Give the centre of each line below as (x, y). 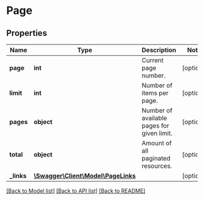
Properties (27, 33)
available (155, 118)
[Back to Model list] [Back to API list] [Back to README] (76, 191)
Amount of (157, 143)
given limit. (157, 133)
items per (155, 93)
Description (159, 50)
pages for (155, 126)
